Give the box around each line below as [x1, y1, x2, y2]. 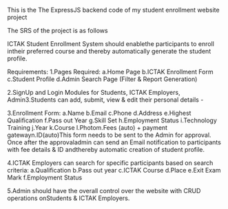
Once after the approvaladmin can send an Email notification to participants [7, 138, 222, 146]
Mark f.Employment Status [7, 173, 83, 181]
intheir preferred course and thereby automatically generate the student [7, 47, 211, 55]
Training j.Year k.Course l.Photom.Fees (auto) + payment [7, 124, 167, 131]
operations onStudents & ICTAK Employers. [7, 194, 130, 202]
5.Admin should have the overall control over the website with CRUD [7, 187, 201, 195]
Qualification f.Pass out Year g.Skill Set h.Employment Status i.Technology [7, 116, 217, 124]
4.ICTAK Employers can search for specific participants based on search [7, 159, 214, 167]
